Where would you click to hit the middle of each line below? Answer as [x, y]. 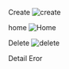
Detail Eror [25, 58]
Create [19, 12]
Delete [19, 43]
